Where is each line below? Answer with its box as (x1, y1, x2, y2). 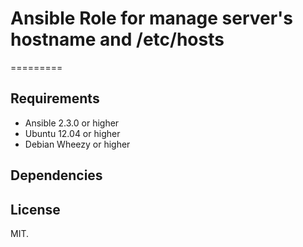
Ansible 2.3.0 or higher (24, 117, 120, 129)
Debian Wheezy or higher (24, 138, 131, 150)
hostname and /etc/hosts (10, 28, 225, 51)
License (10, 201, 61, 218)
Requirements (10, 90, 100, 107)
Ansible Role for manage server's (10, 7, 294, 30)
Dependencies (10, 167, 103, 184)
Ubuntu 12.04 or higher (24, 127, 121, 139)
